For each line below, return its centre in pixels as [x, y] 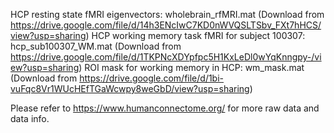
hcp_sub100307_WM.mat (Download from [96, 46]
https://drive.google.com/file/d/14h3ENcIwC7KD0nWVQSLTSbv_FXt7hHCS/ [166, 25]
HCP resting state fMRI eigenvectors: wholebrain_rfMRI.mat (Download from [167, 14]
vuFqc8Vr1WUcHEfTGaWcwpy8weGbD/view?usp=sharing [130, 88]
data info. [30, 118]
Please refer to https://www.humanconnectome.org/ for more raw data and [165, 108]
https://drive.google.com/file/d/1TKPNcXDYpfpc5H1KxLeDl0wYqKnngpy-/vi [166, 57]
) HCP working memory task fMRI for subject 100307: [195, 35]
